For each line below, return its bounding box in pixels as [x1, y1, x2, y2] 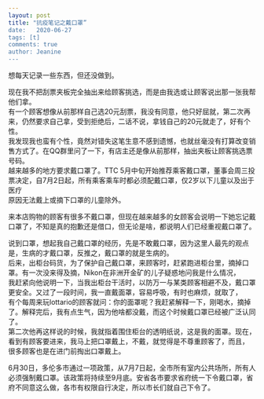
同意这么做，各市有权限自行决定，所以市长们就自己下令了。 [21, 383, 214, 392]
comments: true [8, 41, 58, 49]
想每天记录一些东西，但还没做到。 [8, 71, 119, 79]
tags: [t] [8, 33, 41, 42]
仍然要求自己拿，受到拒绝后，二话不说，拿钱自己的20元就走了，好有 [21, 117, 244, 126]
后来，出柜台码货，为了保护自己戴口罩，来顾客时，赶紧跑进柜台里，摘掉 [8, 258, 242, 267]
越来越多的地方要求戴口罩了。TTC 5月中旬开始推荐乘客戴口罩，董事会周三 [8, 166, 249, 175]
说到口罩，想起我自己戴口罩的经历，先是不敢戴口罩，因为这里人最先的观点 [8, 239, 249, 247]
